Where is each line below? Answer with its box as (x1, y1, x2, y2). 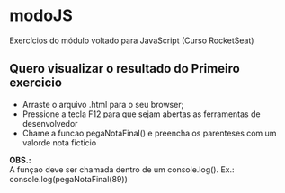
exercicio (9, 75, 63, 91)
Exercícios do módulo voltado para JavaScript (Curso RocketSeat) (9, 35, 254, 46)
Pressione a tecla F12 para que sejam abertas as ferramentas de (22, 109, 261, 119)
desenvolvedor (22, 118, 78, 128)
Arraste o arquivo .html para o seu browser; (22, 99, 184, 110)
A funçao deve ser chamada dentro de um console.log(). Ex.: (9, 163, 236, 175)
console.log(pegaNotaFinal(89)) (9, 173, 128, 184)
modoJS (9, 5, 74, 26)
